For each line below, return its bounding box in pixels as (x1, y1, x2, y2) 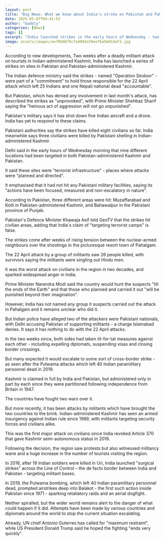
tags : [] (5, 30, 23, 35)
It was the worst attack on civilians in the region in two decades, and (5, 266, 144, 272)
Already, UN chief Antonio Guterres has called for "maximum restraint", (5, 520, 149, 526)
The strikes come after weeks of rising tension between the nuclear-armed (5, 237, 157, 242)
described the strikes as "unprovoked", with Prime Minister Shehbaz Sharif (5, 98, 156, 104)
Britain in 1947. (5, 386, 35, 392)
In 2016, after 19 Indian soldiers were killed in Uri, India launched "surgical (5, 460, 154, 466)
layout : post (5, 7, 32, 12)
